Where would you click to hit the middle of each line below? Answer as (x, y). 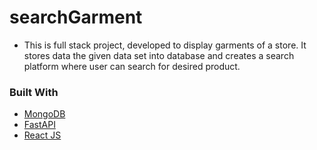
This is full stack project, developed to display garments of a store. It (165, 45)
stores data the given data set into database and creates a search (159, 55)
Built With (34, 92)
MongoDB (44, 114)
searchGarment (76, 17)
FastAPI (39, 125)
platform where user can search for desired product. (132, 66)
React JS (42, 135)
